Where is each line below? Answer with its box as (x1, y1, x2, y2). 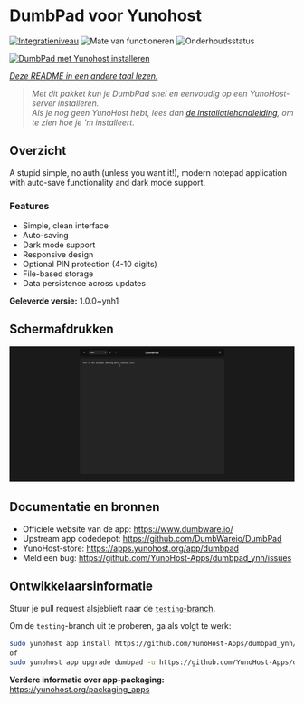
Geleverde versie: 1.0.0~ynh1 (9, 295, 119, 306)
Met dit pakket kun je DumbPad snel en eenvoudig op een (31, 88, 248, 99)
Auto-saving (22, 230, 70, 241)
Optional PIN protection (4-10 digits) (22, 259, 158, 270)
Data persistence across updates (22, 278, 147, 289)
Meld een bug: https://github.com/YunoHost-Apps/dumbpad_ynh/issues (22, 552, 292, 563)
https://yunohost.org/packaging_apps (9, 684, 150, 695)
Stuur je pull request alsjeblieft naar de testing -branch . (9, 603, 216, 613)
